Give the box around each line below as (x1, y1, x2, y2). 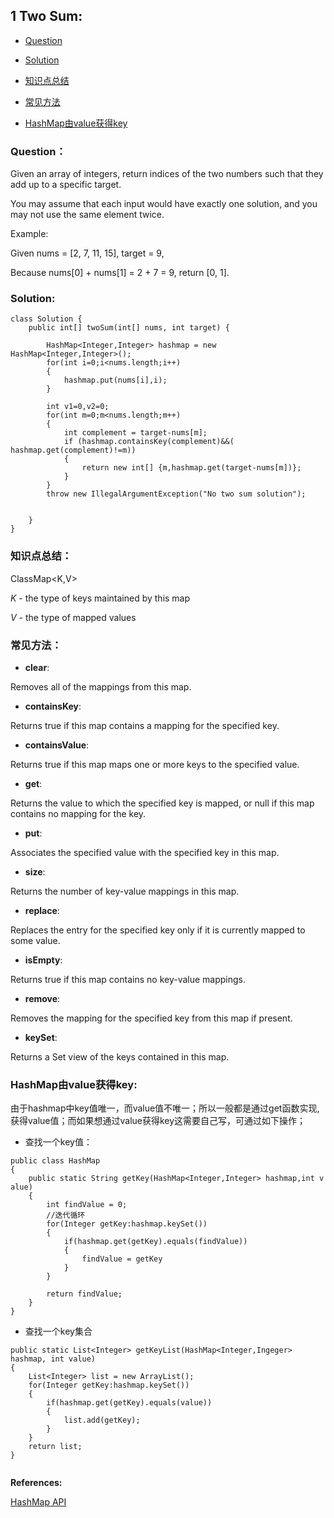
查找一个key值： (24, 1136, 93, 1148)
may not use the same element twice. (10, 209, 165, 221)
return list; (28, 1442, 83, 1452)
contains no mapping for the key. (10, 808, 147, 819)
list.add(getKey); (63, 1415, 141, 1426)
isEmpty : (24, 954, 63, 966)
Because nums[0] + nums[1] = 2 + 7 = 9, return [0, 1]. (10, 267, 230, 279)
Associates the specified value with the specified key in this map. (10, 847, 280, 858)
